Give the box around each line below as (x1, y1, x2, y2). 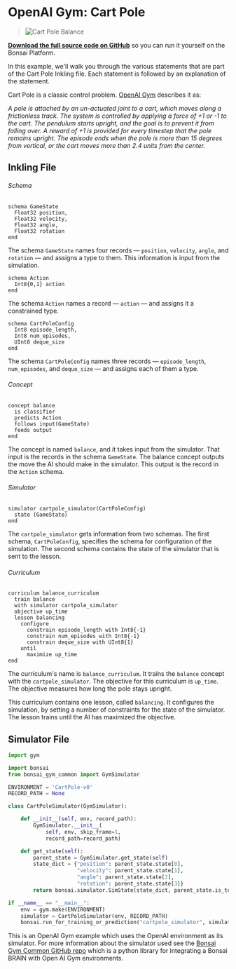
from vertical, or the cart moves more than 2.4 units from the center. (8, 141, 206, 149)
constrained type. (8, 306, 59, 315)
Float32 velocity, (14, 215, 69, 222)
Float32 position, (14, 209, 69, 216)
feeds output (14, 426, 53, 433)
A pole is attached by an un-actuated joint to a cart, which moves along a (8, 104, 222, 112)
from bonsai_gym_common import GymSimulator (8, 771, 140, 778)
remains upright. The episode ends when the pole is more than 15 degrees (8, 134, 223, 142)
